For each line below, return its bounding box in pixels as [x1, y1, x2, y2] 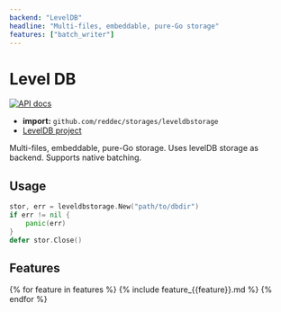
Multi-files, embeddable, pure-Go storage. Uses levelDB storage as [9, 143, 259, 154]
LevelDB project [22, 125, 83, 136]
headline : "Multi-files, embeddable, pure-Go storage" [9, 22, 220, 31]
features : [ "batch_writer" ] [9, 30, 115, 39]
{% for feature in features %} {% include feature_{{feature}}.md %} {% [9, 284, 273, 295]
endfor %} [9, 294, 48, 305]
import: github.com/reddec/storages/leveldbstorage [22, 116, 219, 127]
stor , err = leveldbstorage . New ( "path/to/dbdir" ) [9, 202, 200, 211]
